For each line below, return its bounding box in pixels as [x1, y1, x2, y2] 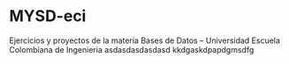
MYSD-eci [9, 6, 87, 26]
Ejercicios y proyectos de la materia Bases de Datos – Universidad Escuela [9, 35, 281, 46]
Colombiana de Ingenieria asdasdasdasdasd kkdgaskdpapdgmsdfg [9, 44, 255, 54]
